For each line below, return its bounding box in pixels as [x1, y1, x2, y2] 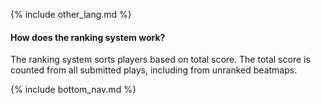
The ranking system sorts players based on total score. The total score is [10, 54, 311, 66]
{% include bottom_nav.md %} [10, 84, 137, 96]
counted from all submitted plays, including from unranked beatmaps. [10, 64, 298, 76]
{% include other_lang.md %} [10, 9, 132, 20]
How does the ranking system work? [10, 31, 166, 43]
